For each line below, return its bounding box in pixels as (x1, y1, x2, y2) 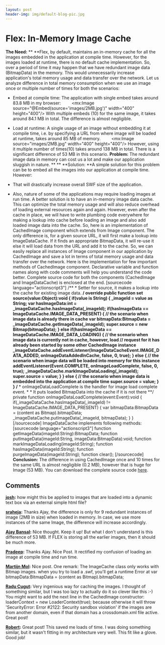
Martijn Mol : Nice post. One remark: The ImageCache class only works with (5, 564, 159, 570)
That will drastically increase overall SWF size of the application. (12, 182, 143, 188)
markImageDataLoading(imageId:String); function (12, 441, 113, 447)
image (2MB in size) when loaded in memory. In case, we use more (5, 514, 141, 520)
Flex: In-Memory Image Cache (5, 33, 131, 44)
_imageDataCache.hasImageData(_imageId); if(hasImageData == (12, 306, 149, 312)
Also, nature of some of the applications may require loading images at (12, 191, 156, 197)
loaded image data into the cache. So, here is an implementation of (12, 223, 148, 228)
